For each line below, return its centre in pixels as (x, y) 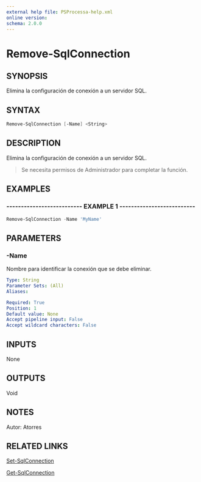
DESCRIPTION (33, 143)
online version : (27, 18)
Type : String (23, 280)
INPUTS (21, 344)
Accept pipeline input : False (45, 320)
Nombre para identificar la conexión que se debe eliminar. (79, 269)
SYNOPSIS (27, 76)
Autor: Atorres (24, 427)
